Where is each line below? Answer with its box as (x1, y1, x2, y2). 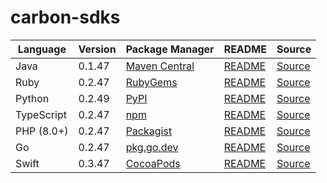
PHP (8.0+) (15, 124, 69, 138)
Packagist (125, 124, 173, 138)
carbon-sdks (10, 6, 121, 29)
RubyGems (125, 75, 178, 89)
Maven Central (125, 59, 195, 73)
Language (17, 42, 67, 56)
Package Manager (125, 42, 215, 56)
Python (15, 91, 50, 105)
